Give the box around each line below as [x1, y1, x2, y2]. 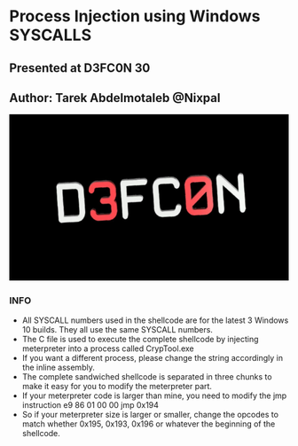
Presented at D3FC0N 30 [9, 60, 151, 75]
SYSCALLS [9, 25, 91, 45]
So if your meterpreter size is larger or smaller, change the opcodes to [21, 409, 279, 419]
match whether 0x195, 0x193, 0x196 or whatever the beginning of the [21, 419, 276, 429]
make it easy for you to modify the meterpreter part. [21, 380, 213, 391]
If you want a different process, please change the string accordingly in [21, 352, 284, 363]
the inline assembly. [21, 362, 95, 372]
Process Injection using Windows [9, 6, 261, 27]
